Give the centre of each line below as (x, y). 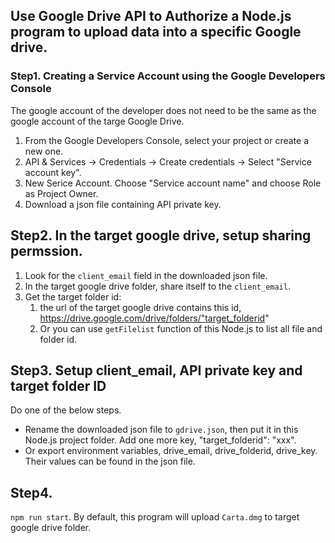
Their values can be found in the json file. (110, 461)
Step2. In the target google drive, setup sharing (161, 235)
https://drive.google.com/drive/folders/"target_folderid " (154, 318)
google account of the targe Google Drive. (97, 121)
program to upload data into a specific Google (156, 32)
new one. (44, 151)
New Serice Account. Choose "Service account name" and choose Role (173, 183)
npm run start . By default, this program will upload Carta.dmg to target (155, 517)
